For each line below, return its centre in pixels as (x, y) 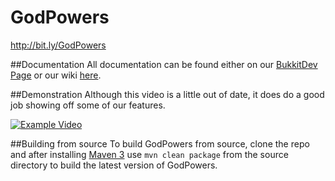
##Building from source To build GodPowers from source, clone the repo (160, 143)
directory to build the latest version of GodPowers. (114, 165)
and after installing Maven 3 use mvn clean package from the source (149, 154)
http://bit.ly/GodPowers (58, 45)
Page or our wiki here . (56, 75)
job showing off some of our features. (88, 105)
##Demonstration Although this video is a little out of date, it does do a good (167, 94)
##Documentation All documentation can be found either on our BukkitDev (164, 64)
